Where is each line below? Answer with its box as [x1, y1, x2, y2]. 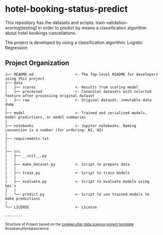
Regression [5, 45, 28, 50]
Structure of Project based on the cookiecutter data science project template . [5, 222, 135, 227]
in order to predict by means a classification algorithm [38, 24, 147, 30]
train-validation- [96, 20, 128, 25]
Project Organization [5, 59, 69, 67]
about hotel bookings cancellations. [5, 30, 77, 36]
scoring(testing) [5, 24, 38, 30]
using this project [5, 76, 45, 81]
